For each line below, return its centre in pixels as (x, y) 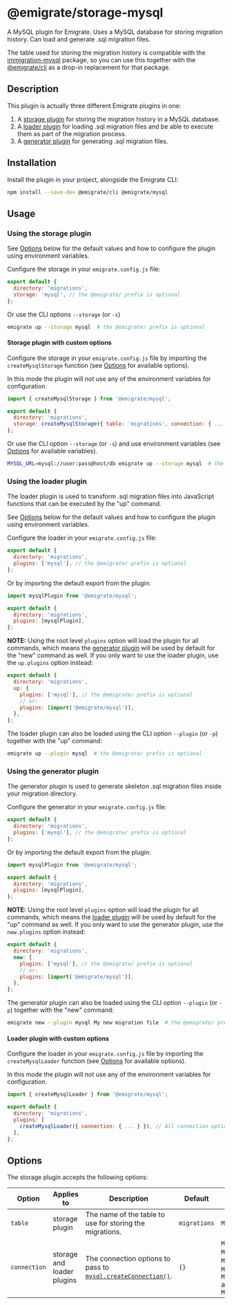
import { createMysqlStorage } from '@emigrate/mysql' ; (89, 399)
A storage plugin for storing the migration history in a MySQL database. (118, 119)
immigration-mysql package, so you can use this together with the (101, 59)
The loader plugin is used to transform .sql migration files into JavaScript (111, 496)
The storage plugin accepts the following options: (78, 1177)
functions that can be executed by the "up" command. (84, 504)
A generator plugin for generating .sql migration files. (93, 141)
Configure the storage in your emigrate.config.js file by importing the (107, 358)
